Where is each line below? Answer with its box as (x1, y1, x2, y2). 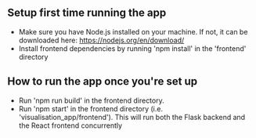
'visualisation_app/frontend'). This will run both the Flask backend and (18, 112, 246, 122)
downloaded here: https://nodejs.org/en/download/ (18, 35, 185, 45)
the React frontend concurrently (18, 121, 123, 130)
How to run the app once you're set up (7, 74, 197, 89)
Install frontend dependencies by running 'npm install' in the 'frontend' (18, 43, 247, 53)
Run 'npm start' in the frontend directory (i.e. (18, 103, 164, 113)
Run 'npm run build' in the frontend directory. (18, 96, 165, 105)
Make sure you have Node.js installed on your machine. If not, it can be (18, 27, 248, 36)
